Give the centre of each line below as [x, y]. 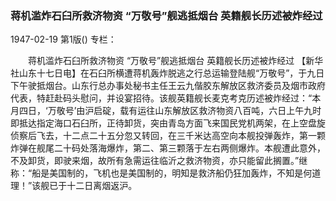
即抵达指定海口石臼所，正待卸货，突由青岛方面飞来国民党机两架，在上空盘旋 [168, 123]
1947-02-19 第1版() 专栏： [63, 39]
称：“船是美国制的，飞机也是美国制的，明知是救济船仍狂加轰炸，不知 [152, 173]
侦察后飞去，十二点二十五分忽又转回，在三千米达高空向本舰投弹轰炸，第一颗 [168, 136]
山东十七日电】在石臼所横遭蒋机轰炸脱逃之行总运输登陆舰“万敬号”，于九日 [171, 73]
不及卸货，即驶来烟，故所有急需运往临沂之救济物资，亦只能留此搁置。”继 [159, 161]
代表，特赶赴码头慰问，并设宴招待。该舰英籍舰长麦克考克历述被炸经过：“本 [166, 98]
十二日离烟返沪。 [102, 186]
